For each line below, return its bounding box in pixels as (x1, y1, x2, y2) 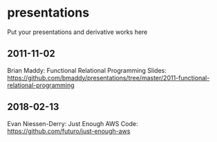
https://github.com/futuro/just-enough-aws (7, 127, 131, 135)
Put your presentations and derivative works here (7, 28, 148, 36)
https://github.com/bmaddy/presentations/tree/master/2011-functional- (7, 73, 210, 82)
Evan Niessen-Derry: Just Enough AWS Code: (7, 119, 138, 127)
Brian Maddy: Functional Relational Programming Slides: (7, 66, 167, 74)
